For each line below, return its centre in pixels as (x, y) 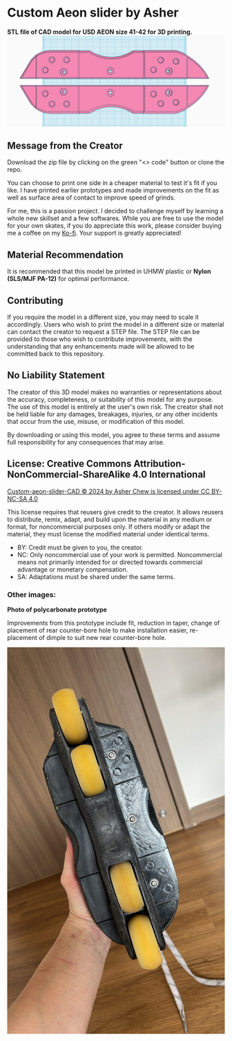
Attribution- (159, 464)
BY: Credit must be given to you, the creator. (80, 547)
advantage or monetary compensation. (72, 569)
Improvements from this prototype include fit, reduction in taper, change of (114, 623)
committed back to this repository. (56, 354)
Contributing (35, 301)
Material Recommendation (65, 254)
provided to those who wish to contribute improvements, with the (100, 339)
